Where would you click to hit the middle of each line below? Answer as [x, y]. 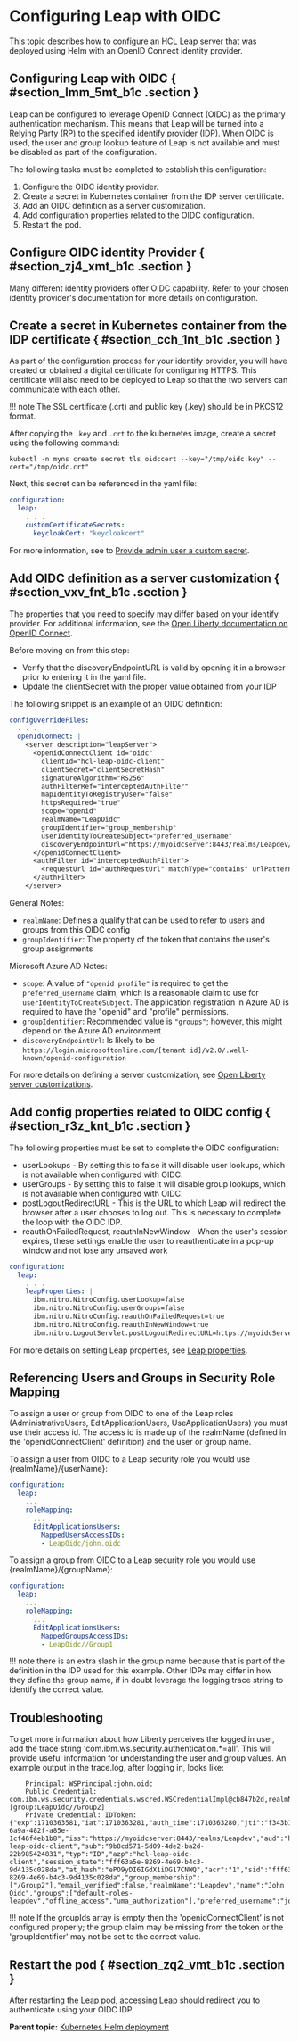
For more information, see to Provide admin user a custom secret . [129, 550]
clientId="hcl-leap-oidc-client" [103, 761]
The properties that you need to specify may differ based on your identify [144, 614]
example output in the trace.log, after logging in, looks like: [117, 1768]
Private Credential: [63, 1815]
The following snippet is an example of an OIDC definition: [116, 703]
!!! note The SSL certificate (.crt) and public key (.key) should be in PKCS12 [146, 407]
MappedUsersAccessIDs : [83, 1535]
